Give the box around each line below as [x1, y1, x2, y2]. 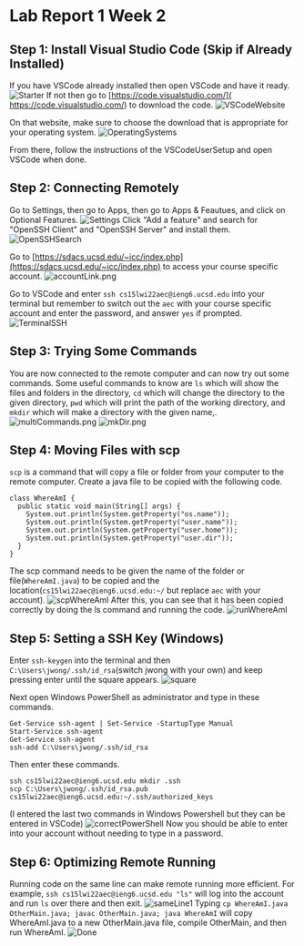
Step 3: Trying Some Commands [9, 343, 198, 360]
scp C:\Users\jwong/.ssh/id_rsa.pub [9, 785, 148, 794]
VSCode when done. [9, 154, 87, 165]
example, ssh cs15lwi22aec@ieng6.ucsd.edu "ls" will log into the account [9, 889, 285, 900]
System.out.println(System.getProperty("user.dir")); [25, 534, 234, 543]
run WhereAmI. [9, 927, 66, 938]
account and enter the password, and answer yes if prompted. [9, 307, 243, 319]
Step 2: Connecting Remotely [9, 180, 179, 196]
